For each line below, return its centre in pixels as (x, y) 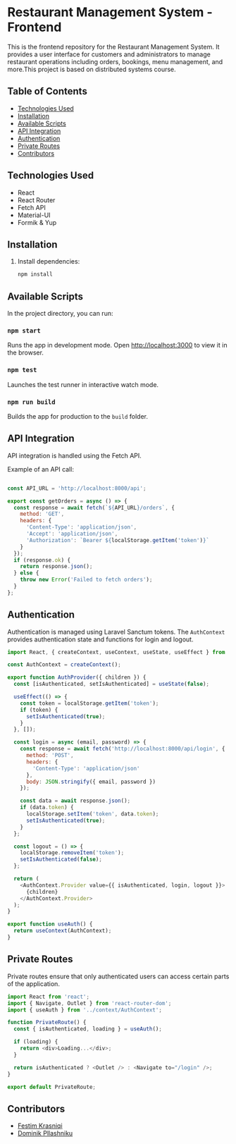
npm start (24, 331)
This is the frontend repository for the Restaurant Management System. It (113, 47)
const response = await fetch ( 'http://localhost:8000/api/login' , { (123, 749)
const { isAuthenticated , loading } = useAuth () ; (88, 1029)
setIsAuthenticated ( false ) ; (61, 860)
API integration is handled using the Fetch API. (75, 455)
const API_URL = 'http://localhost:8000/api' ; (77, 488)
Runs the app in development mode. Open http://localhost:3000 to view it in (117, 345)
